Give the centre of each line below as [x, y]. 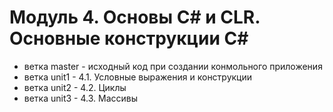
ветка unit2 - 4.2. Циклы [75, 87]
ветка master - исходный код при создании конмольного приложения [173, 66]
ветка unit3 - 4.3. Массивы [81, 98]
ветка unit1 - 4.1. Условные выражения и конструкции [138, 77]
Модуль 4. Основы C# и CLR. [135, 17]
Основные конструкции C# [129, 38]
